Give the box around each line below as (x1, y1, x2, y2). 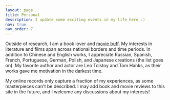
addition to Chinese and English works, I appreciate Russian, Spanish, (5, 52, 153, 58)
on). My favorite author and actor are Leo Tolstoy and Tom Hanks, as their (5, 63, 161, 69)
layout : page (5, 7, 33, 13)
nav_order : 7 (5, 27, 33, 32)
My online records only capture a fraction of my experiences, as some (5, 78, 154, 84)
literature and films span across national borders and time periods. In (5, 46, 151, 52)
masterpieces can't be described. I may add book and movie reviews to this (5, 83, 165, 90)
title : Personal (5, 12, 40, 17)
